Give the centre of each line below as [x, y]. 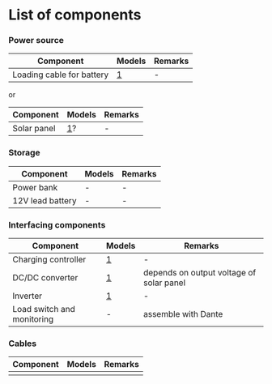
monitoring [33, 319]
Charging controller [49, 259]
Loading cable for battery [61, 75]
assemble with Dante [183, 314]
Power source [36, 41]
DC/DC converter [45, 278]
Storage [24, 153]
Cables [23, 343]
